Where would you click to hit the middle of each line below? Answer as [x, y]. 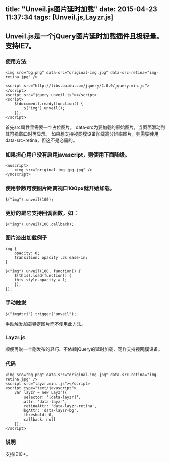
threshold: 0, [39, 415]
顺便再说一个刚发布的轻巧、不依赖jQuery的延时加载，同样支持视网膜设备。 [84, 349]
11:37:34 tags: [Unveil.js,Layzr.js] [59, 18]
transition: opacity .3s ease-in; [51, 258]
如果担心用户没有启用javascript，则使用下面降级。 [68, 155]
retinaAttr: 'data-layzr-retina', [60, 406]
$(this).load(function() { [43, 276]
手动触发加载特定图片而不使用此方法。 [45, 324]
